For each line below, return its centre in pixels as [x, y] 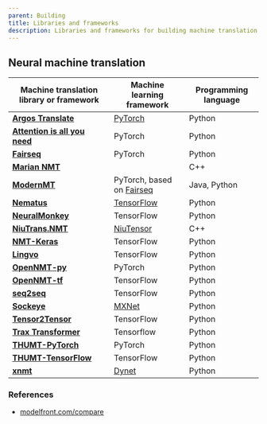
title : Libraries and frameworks [64, 23]
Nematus [30, 203]
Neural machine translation [77, 62]
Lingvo [25, 255]
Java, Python [213, 185]
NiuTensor [133, 229]
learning [147, 95]
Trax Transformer [46, 333]
